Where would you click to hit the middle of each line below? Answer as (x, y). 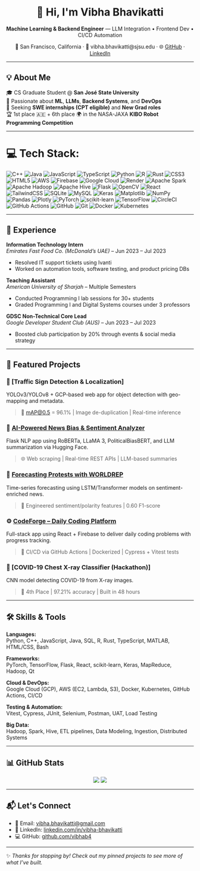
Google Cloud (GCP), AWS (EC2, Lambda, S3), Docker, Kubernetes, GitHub (98, 689)
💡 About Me (29, 78)
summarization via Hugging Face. (47, 447)
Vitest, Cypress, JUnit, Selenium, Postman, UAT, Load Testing (82, 714)
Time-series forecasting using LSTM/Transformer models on (81, 487)
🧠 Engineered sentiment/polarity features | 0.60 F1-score (90, 505)
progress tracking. (29, 540)
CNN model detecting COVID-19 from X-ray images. (70, 580)
